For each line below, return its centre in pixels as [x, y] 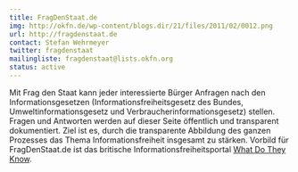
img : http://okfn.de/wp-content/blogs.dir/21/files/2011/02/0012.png [141, 26]
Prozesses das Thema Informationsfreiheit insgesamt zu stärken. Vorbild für [149, 140]
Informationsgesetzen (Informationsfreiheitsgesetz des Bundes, [126, 102]
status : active [37, 68]
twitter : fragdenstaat [51, 51]
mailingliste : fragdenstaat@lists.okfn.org [91, 59]
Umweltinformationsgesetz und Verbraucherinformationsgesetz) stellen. [142, 111]
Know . [21, 159]
